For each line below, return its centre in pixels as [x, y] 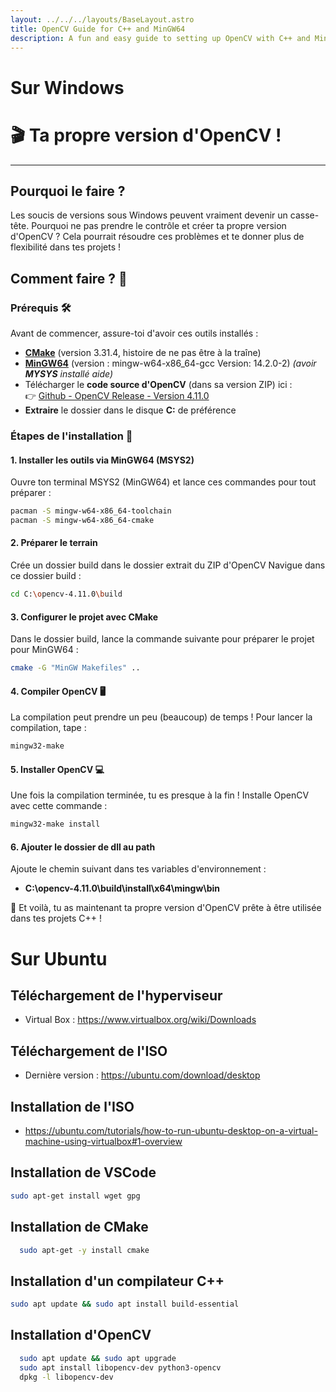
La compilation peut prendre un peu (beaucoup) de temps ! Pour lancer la [161, 717]
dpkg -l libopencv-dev [66, 1377]
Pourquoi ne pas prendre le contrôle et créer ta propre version [159, 226]
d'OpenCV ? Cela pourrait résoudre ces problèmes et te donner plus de [157, 237]
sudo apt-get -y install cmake [84, 1250]
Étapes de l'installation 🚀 [71, 436]
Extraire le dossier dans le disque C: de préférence [130, 410]
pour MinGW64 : [44, 650]
